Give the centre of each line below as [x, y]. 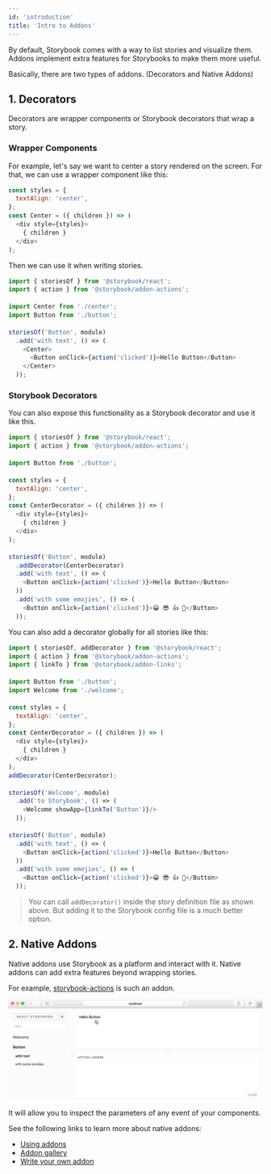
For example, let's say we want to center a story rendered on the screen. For [135, 166]
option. [40, 919]
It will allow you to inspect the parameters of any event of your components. [135, 1113]
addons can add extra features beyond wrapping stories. [103, 972]
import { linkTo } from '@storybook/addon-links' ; [95, 665]
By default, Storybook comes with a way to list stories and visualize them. [131, 49]
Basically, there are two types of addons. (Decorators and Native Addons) [131, 74]
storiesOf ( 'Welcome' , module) [59, 793]
